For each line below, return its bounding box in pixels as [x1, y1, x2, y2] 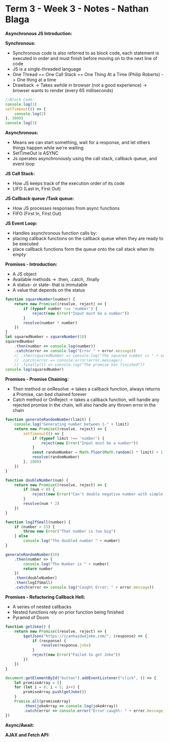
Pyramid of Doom [12, 614, 49, 620]
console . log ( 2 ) [14, 111, 46, 116]
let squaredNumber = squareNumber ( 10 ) [5, 334, 87, 340]
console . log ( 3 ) [5, 120, 37, 126]
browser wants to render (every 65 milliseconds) [12, 87, 114, 93]
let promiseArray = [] [14, 680, 62, 685]
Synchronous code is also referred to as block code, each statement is [12, 50, 159, 56]
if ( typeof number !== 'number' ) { [23, 306, 98, 311]
